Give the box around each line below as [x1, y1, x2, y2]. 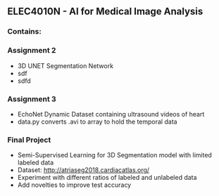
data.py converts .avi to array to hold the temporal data [17, 117, 177, 126]
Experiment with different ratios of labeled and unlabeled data [17, 174, 197, 182]
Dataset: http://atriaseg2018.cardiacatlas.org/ [17, 166, 150, 174]
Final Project [7, 135, 51, 145]
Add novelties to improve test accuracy [17, 181, 132, 189]
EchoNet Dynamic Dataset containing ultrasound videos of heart [17, 110, 205, 118]
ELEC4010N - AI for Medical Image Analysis [7, 6, 204, 18]
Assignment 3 [7, 94, 56, 104]
